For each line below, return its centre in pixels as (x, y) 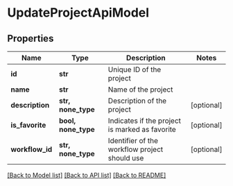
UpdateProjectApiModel (78, 13)
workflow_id (32, 149)
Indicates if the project (145, 121)
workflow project (136, 149)
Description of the (137, 101)
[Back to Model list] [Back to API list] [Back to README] (87, 175)
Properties (31, 39)
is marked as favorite (142, 129)
